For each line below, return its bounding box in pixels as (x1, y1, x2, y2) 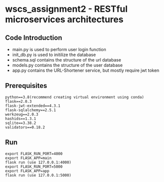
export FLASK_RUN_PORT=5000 (5, 164, 63, 169)
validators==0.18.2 (5, 124, 45, 130)
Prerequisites (5, 82, 47, 90)
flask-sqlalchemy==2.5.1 (5, 107, 56, 113)
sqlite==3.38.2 (5, 121, 36, 125)
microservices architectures (5, 14, 124, 25)
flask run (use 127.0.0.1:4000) (5, 160, 71, 165)
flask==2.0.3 (5, 99, 32, 104)
